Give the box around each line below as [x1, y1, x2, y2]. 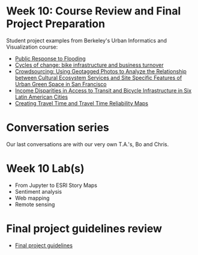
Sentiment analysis [14, 188, 62, 195]
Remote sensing [14, 200, 55, 208]
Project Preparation [6, 17, 106, 31]
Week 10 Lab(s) [6, 162, 85, 176]
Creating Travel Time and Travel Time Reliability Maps [14, 99, 149, 106]
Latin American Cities [14, 93, 68, 100]
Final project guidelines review [6, 222, 163, 235]
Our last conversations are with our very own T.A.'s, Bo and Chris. [6, 140, 169, 148]
